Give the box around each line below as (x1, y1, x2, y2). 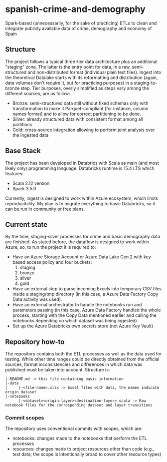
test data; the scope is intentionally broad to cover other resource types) (12, 451, 162, 457)
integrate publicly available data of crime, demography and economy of (5, 25, 152, 31)
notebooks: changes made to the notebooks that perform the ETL (12, 435, 147, 441)
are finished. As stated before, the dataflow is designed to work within (5, 239, 150, 245)
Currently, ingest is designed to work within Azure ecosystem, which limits (5, 195, 159, 201)
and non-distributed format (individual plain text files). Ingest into (27, 69, 162, 75)
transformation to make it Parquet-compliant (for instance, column (12, 105, 149, 111)
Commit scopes (5, 414, 44, 421)
